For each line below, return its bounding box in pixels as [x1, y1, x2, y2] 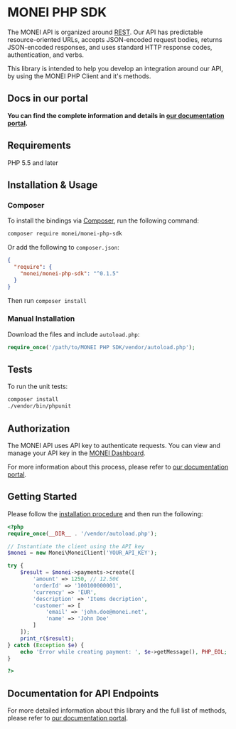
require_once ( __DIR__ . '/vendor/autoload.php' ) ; [7, 530, 158, 537]
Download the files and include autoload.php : [7, 330, 140, 339]
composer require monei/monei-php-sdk [7, 230, 122, 238]
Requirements [7, 139, 71, 151]
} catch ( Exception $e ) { [7, 642, 84, 649]
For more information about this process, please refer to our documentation [7, 463, 229, 472]
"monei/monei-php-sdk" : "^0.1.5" [20, 270, 119, 277]
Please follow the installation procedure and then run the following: [7, 509, 203, 518]
